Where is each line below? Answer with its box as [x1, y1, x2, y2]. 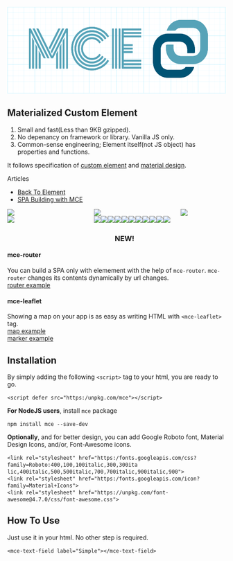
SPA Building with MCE [17, 195, 83, 204]
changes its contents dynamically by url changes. [27, 274, 169, 282]
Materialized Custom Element [7, 107, 138, 119]
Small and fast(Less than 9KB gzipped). [17, 125, 130, 134]
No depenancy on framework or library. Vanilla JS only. [17, 132, 175, 141]
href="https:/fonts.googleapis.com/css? [78, 454, 197, 461]
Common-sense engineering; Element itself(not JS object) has [17, 140, 196, 148]
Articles [7, 174, 30, 183]
